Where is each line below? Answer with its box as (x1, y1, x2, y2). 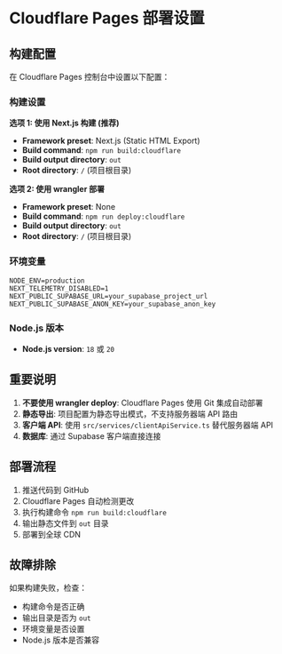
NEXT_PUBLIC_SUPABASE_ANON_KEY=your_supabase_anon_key (9, 299, 216, 308)
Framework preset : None (21, 202, 116, 212)
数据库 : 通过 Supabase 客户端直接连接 (21, 430, 161, 441)
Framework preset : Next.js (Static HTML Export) (21, 135, 201, 147)
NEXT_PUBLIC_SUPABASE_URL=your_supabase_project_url (9, 291, 208, 300)
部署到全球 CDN (21, 529, 82, 539)
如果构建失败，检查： (9, 583, 87, 594)
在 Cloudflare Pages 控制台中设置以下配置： (9, 72, 170, 82)
